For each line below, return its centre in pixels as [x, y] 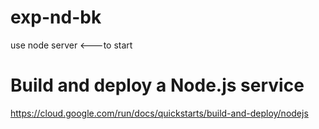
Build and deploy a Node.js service [157, 85]
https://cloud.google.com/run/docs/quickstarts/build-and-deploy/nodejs [159, 113]
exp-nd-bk [56, 17]
